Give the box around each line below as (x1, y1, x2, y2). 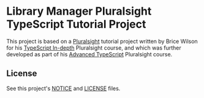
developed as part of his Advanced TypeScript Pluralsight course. (6, 50, 173, 58)
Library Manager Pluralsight (6, 4, 152, 18)
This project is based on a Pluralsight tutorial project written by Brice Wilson (6, 37, 198, 45)
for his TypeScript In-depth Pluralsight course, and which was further (6, 44, 182, 51)
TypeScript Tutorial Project (6, 17, 146, 31)
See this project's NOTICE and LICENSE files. (6, 85, 121, 92)
